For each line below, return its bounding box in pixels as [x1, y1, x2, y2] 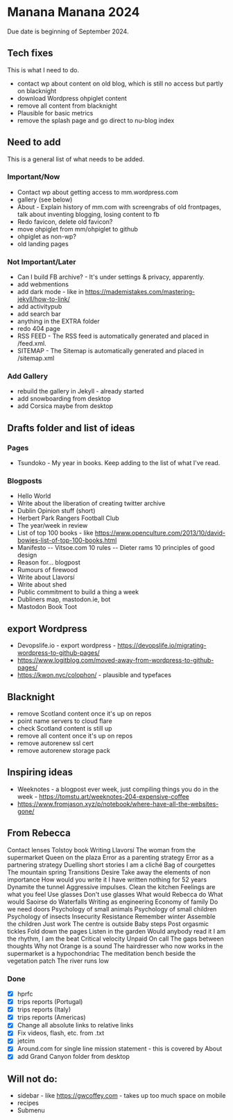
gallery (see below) [17, 195, 73, 204]
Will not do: [7, 1073, 58, 1085]
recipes [17, 1099, 40, 1107]
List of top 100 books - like [17, 529, 94, 537]
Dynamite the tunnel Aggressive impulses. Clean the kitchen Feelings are [7, 882, 216, 891]
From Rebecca [7, 827, 71, 839]
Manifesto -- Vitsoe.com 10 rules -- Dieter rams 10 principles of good [17, 544, 215, 552]
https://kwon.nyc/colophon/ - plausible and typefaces [17, 671, 172, 679]
